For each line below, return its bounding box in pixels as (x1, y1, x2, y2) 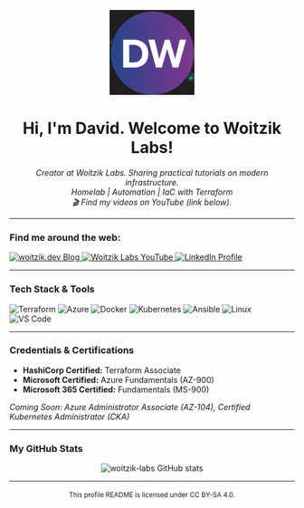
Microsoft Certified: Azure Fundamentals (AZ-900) (22, 374, 214, 385)
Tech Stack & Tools (9, 283, 95, 295)
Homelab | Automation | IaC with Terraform (71, 187, 233, 197)
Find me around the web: (9, 231, 121, 244)
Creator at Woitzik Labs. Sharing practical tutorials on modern (35, 167, 269, 177)
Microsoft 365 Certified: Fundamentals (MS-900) (22, 384, 210, 395)
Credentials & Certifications (9, 344, 135, 357)
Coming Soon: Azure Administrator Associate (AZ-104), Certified (9, 401, 251, 412)
